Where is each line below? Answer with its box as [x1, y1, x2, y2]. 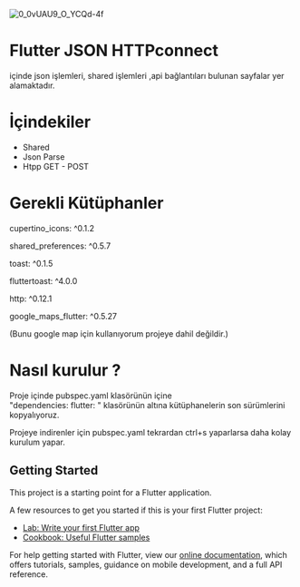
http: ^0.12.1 [9, 293, 53, 304]
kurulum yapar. [9, 436, 66, 447]
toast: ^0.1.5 [9, 258, 53, 269]
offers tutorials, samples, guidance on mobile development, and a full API [9, 559, 283, 570]
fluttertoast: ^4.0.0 [9, 275, 78, 286]
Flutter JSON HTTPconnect [9, 41, 219, 61]
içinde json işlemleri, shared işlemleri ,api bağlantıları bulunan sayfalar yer [9, 70, 285, 81]
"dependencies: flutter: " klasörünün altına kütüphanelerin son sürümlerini [9, 399, 285, 410]
